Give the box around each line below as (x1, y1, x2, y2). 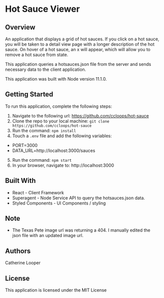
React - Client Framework (12, 189, 64, 195)
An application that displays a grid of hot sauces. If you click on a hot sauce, (5, 36, 160, 42)
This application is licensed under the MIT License (5, 287, 107, 293)
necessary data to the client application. (5, 66, 86, 72)
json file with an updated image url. (12, 233, 83, 238)
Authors (5, 247, 31, 255)
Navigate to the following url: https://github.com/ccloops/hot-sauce (12, 113, 149, 119)
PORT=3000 (12, 142, 38, 148)
